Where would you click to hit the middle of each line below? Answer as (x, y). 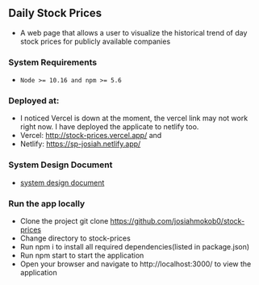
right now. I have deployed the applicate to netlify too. (109, 127)
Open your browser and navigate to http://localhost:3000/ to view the (136, 264)
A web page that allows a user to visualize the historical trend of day (134, 32)
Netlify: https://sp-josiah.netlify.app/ (80, 144)
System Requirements (53, 62)
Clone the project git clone (64, 221)
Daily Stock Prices (55, 13)
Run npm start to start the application (82, 255)
